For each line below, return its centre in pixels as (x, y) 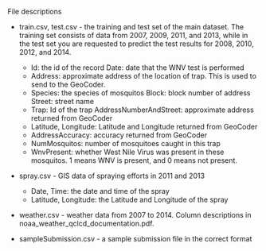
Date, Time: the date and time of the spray (100, 191)
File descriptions (35, 12)
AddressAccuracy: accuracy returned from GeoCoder (119, 135)
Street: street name (63, 101)
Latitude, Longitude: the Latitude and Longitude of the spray (129, 199)
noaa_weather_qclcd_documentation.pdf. (86, 223)
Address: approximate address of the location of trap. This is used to (143, 76)
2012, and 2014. (45, 52)
